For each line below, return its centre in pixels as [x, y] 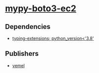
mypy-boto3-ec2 [41, 9]
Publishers [22, 54]
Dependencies [28, 27]
